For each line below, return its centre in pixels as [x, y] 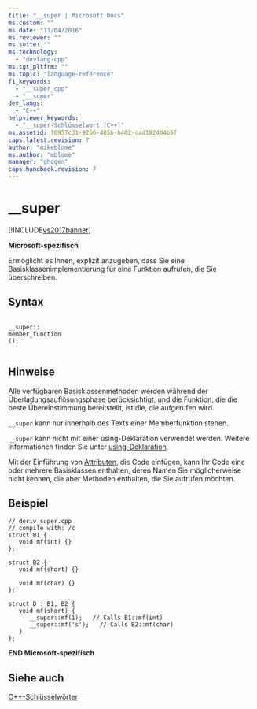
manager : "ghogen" [38, 162]
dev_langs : [26, 103]
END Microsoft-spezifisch [51, 653]
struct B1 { [28, 535]
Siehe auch [36, 678]
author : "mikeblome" [42, 147]
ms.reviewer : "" [35, 37]
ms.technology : [33, 52]
